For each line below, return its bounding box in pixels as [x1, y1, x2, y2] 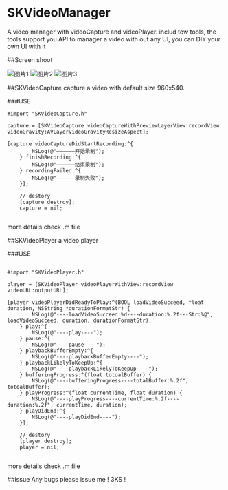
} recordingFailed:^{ [19, 167, 81, 174]
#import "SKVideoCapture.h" [7, 110, 88, 117]
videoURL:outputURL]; [7, 287, 69, 294]
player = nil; [19, 443, 60, 451]
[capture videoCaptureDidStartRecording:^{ [7, 140, 134, 147]
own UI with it [7, 42, 46, 50]
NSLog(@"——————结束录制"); [32, 161, 105, 168]
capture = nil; [19, 205, 63, 212]
